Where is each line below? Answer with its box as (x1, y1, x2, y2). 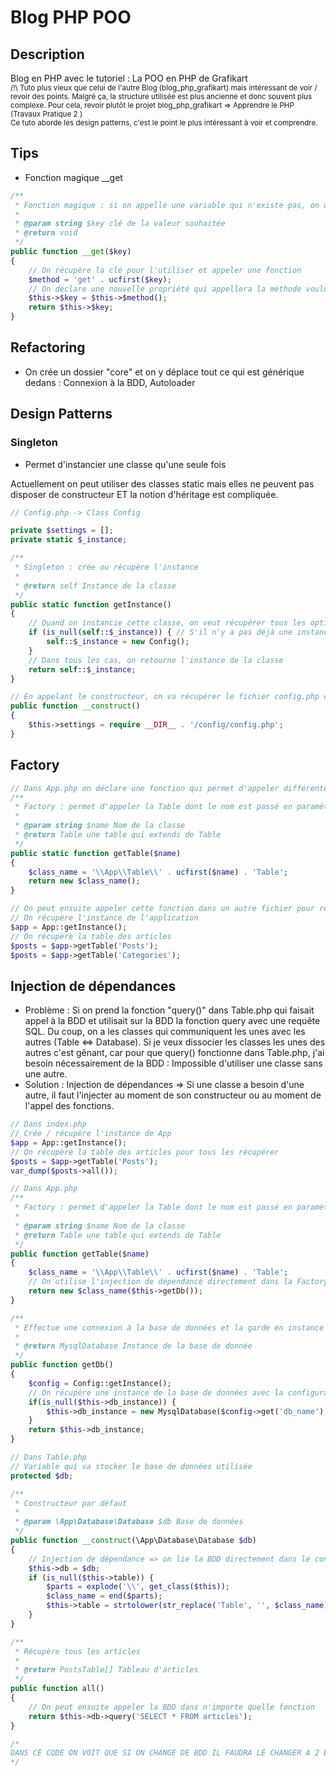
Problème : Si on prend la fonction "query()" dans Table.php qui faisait (24, 1004, 315, 1016)
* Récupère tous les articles (14, 1646, 141, 1656)
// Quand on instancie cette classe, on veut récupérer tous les (28, 618, 307, 628)
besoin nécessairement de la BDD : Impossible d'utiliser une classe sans (24, 1057, 323, 1070)
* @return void (14, 228, 78, 238)
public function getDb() (10, 1360, 114, 1370)
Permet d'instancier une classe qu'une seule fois (24, 458, 227, 470)
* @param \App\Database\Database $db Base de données (14, 1517, 244, 1527)
